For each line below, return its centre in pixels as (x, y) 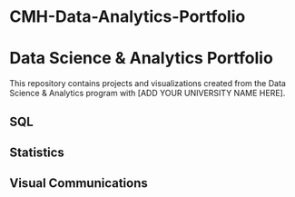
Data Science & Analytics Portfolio (142, 59)
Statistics (37, 152)
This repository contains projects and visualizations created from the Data (147, 84)
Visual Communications (79, 183)
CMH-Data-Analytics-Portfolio (128, 17)
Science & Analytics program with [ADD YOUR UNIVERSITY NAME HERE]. (147, 94)
